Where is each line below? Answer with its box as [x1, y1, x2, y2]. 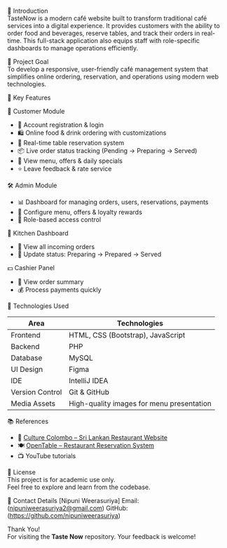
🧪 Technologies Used [7, 302, 69, 310]
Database [11, 353, 43, 363]
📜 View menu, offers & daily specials [17, 156, 123, 165]
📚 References [7, 417, 49, 425]
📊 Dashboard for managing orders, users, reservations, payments [17, 198, 209, 206]
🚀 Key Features [7, 93, 51, 102]
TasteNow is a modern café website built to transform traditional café [7, 14, 207, 22]
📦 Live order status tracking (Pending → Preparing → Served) [17, 147, 198, 154]
